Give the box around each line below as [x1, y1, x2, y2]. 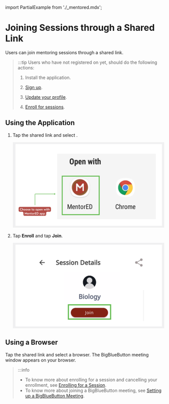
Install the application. [25, 74, 71, 80]
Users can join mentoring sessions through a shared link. [5, 49, 124, 55]
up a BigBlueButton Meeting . [25, 392, 85, 399]
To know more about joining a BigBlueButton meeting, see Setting [25, 387, 162, 393]
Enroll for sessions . [25, 104, 65, 110]
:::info [17, 367, 30, 373]
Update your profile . [25, 94, 67, 100]
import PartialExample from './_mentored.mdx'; [5, 5, 102, 10]
